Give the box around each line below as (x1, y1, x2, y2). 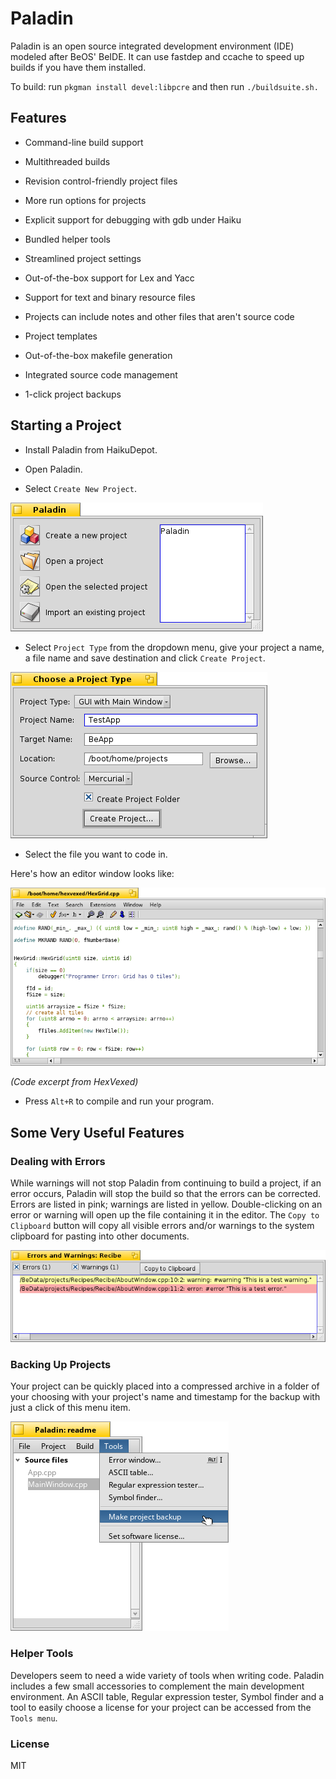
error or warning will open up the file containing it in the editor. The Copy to (10, 1209, 320, 1221)
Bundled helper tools (24, 233, 111, 245)
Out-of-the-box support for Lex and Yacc (24, 272, 195, 284)
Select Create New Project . (24, 482, 137, 494)
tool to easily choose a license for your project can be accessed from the (10, 1701, 312, 1713)
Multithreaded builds (24, 155, 111, 167)
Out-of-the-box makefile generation (24, 349, 173, 361)
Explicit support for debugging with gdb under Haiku (24, 213, 242, 226)
